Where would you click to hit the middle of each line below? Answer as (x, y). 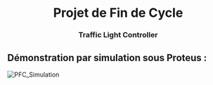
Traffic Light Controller (118, 35)
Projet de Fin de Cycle (118, 13)
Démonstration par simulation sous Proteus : (107, 58)
